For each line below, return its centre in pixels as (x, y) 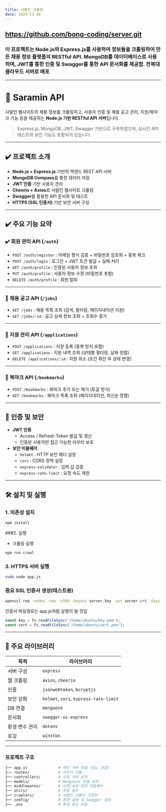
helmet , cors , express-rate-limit (81, 698)
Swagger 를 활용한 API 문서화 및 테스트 (50, 196)
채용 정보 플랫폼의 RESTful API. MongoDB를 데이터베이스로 (79, 56)
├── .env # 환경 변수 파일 (46, 804)
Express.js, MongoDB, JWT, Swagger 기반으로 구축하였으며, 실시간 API (88, 128)
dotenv (50, 726)
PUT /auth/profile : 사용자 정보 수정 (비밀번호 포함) (63, 273)
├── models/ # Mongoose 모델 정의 (52, 781)
